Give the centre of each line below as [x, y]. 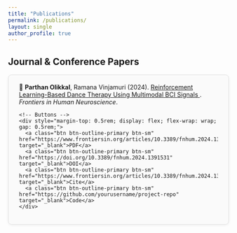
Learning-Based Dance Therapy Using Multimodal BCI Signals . [110, 94]
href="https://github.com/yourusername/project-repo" [99, 195]
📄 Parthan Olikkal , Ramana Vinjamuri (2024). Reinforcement [106, 87]
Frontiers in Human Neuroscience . [69, 102]
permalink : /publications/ [47, 20]
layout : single [30, 27]
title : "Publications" [41, 14]
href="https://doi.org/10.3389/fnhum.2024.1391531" [96, 158]
